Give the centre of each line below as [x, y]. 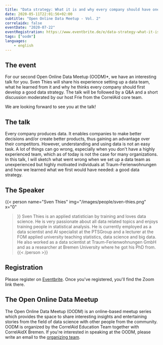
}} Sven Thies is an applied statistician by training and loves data [81, 217]
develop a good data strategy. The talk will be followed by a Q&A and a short [81, 92]
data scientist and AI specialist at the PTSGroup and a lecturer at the [85, 232]
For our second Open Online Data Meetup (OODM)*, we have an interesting [81, 77]
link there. [15, 284]
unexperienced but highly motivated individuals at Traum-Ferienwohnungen [81, 165]
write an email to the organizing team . [43, 337]
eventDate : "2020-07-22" [30, 28]
